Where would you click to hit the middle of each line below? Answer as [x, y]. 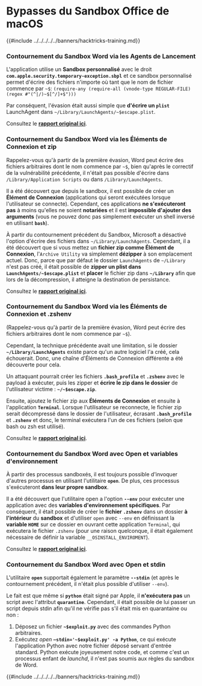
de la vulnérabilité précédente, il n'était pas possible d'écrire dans [88, 172]
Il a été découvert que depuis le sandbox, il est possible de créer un [90, 190]
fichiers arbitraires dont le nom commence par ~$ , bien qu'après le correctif [100, 166]
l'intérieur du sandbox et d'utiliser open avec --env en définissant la [90, 518]
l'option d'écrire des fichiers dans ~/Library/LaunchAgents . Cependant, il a [98, 241]
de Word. [26, 665]
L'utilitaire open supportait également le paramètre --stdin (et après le [93, 577]
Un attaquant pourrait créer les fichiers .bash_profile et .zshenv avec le [95, 376]
